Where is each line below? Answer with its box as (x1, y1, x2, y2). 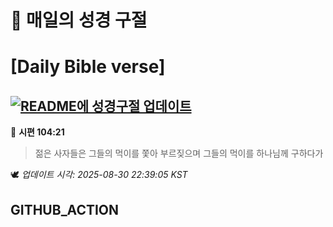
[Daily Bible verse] (10, 56, 166, 78)
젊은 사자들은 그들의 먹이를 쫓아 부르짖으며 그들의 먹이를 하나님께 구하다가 (34, 147, 324, 160)
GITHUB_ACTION (10, 201, 120, 218)
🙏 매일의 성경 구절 (10, 9, 148, 32)
